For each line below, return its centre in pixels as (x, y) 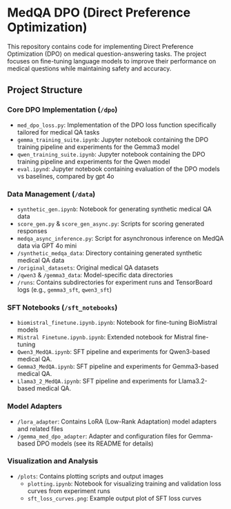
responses (32, 231)
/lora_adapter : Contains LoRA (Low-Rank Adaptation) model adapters (117, 421)
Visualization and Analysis (53, 461)
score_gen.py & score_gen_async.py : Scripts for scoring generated (111, 223)
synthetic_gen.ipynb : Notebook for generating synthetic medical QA (114, 209)
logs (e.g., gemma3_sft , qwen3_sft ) (64, 289)
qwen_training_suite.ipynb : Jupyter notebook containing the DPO (111, 154)
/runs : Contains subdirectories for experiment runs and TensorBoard (114, 282)
